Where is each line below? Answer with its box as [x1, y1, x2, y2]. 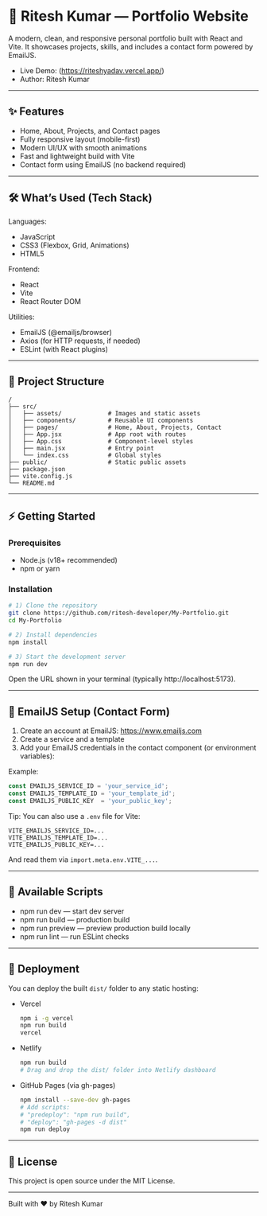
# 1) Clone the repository [8, 602, 98, 610]
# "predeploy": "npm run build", [19, 1110, 131, 1119]
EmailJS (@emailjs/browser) [19, 327, 113, 337]
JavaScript [19, 232, 56, 241]
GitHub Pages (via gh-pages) [19, 1080, 116, 1089]
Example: [8, 767, 39, 777]
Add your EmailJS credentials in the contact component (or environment [19, 743, 257, 753]
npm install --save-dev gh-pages [19, 1096, 131, 1104]
